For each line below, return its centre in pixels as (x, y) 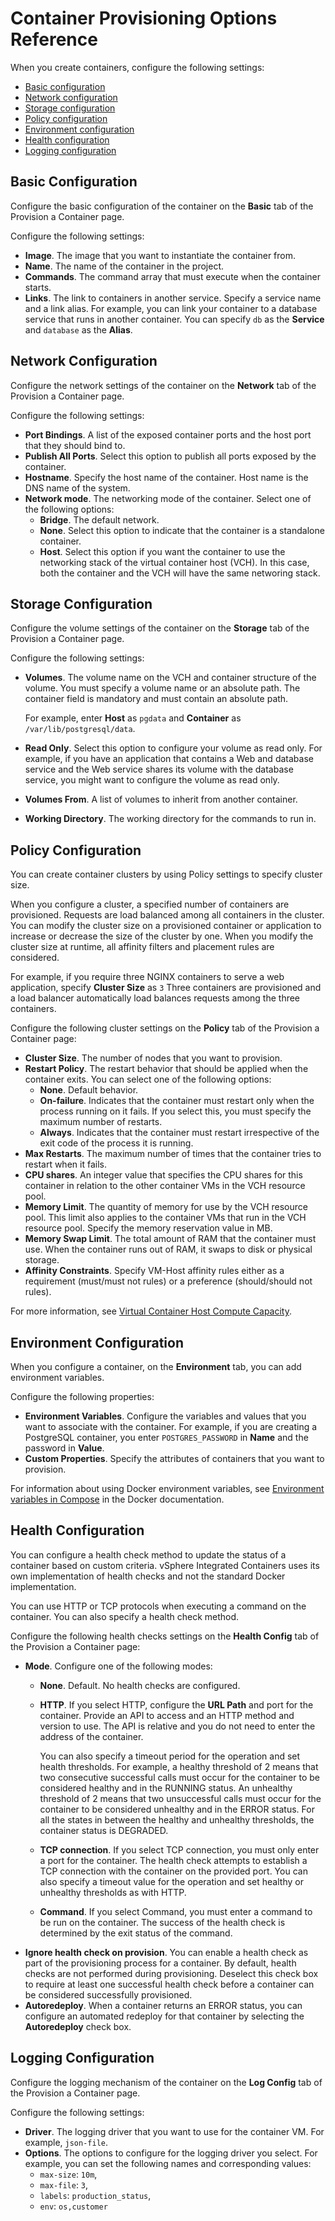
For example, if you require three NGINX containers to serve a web (147, 977)
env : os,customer (73, 2206)
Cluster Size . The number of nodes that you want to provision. (153, 1058)
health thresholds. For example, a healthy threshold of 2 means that (179, 1766)
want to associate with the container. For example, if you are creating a (171, 1426)
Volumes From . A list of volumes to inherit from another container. (161, 799)
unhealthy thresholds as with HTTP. (113, 1892)
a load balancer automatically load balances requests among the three (155, 998)
